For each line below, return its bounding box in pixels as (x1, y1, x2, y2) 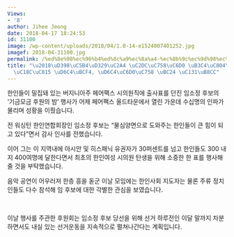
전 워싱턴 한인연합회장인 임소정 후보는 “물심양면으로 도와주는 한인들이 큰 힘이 (7, 121, 217, 129)
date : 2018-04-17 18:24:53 (7, 29, 86, 37)
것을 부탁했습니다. (14, 162, 63, 170)
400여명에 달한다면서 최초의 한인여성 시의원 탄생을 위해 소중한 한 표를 (14, 153, 205, 161)
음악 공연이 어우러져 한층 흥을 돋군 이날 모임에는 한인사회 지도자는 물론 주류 (7, 176, 212, 185)
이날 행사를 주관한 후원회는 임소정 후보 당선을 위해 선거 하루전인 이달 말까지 (7, 213, 212, 222)
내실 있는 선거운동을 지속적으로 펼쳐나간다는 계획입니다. (31, 222, 182, 231)
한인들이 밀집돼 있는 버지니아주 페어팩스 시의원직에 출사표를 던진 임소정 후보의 (7, 89, 219, 97)
